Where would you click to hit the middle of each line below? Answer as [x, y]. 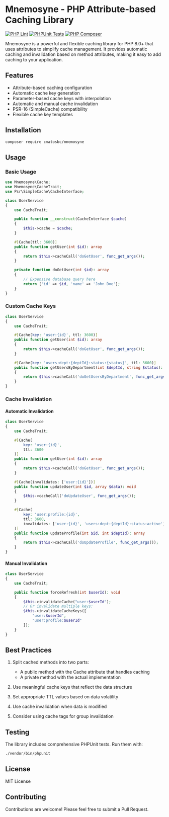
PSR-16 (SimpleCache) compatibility [50, 109]
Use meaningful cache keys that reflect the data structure [72, 687]
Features [19, 76]
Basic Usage [21, 172]
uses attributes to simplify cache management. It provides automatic [76, 49]
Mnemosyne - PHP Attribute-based [80, 9]
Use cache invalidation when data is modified [60, 707]
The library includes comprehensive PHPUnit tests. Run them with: [74, 744]
